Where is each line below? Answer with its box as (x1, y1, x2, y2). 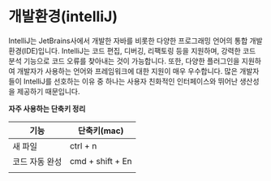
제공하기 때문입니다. (16, 86, 80, 96)
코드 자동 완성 (12, 156, 62, 167)
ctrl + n (69, 140, 97, 151)
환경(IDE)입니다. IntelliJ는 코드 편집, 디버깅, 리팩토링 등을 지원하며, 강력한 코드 (8, 45, 256, 55)
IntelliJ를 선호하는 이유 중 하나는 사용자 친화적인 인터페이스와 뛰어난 (23, 76, 238, 86)
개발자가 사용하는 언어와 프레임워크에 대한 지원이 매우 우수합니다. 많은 (16, 66, 238, 75)
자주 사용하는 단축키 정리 (8, 103, 86, 114)
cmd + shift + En (69, 155, 132, 166)
